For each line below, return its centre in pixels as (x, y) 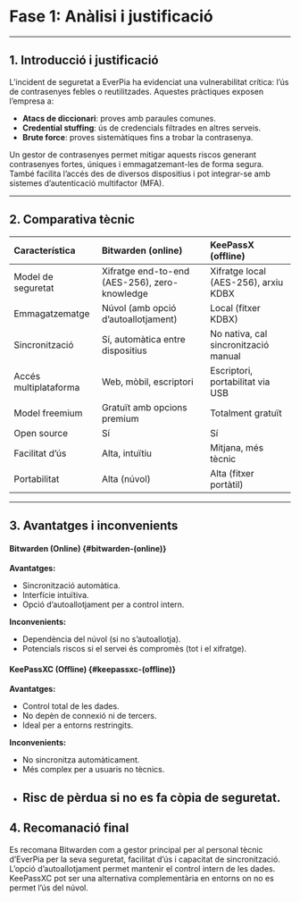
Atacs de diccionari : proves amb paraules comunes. (119, 118)
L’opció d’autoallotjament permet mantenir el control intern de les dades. (142, 868)
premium (120, 418)
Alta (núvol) (126, 478)
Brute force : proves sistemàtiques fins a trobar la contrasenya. (137, 137)
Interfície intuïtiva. (55, 595)
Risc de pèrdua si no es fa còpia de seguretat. (151, 797)
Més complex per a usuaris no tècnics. (93, 770)
